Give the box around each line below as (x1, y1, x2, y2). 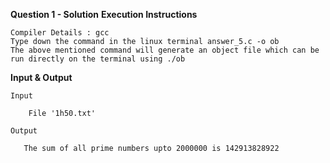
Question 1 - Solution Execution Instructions (10, 9, 198, 20)
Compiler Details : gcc (10, 28, 110, 38)
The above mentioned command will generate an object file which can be (10, 45, 320, 55)
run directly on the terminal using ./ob (10, 54, 186, 64)
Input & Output (10, 72, 73, 83)
